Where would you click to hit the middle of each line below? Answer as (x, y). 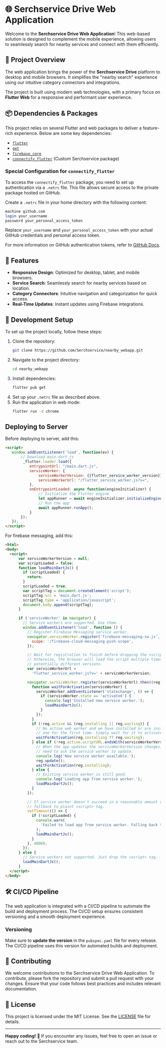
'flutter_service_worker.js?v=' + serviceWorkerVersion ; (91, 673)
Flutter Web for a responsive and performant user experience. (69, 97)
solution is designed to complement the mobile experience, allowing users (81, 39)
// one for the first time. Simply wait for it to (89, 733)
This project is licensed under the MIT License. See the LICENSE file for (78, 1017)
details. (13, 1022)
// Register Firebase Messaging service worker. (78, 632)
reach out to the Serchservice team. (42, 1041)
